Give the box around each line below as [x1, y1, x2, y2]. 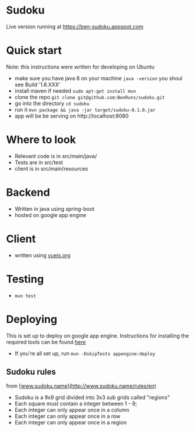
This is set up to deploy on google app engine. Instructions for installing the [6, 332, 190, 339]
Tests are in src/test [14, 159, 63, 166]
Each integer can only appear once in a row [14, 413, 121, 420]
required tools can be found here [6, 338, 86, 345]
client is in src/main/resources [14, 165, 88, 172]
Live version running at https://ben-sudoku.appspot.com [6, 23, 144, 30]
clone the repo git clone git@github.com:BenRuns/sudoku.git [14, 93, 165, 100]
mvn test [14, 293, 37, 299]
